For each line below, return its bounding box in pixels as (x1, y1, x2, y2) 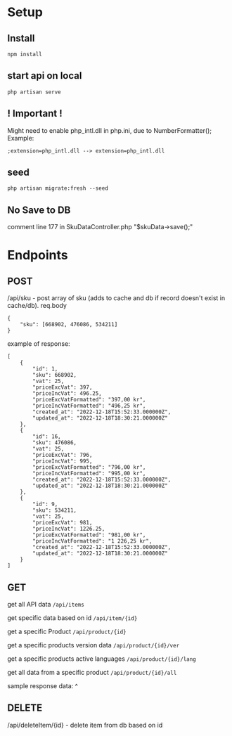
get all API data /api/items (7, 600, 84, 609)
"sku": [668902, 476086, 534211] (20, 321, 118, 328)
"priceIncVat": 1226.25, (32, 525, 105, 533)
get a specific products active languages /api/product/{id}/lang (7, 654, 197, 663)
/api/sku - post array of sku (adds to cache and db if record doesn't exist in (7, 294, 226, 302)
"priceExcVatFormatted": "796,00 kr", (32, 464, 146, 471)
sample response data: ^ (7, 682, 79, 690)
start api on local (7, 70, 82, 82)
